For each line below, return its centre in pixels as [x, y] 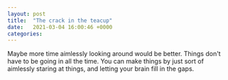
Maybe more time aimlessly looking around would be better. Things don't [114, 54]
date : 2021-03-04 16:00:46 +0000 [60, 27]
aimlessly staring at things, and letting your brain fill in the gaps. [101, 69]
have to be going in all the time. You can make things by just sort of [106, 62]
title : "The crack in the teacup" [60, 21]
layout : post [27, 14]
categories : [25, 34]
